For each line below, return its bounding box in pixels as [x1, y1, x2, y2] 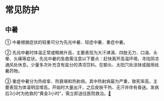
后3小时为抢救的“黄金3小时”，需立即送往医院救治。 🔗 [5, 91, 111, 96]
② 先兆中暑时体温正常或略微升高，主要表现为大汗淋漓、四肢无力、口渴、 [5, 50, 154, 55]
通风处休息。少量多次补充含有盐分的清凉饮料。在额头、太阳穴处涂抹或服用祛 [5, 62, 159, 67]
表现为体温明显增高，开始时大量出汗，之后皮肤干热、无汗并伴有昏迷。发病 [9, 84, 159, 90]
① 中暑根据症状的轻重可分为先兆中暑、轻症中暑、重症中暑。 [5, 40, 128, 45]
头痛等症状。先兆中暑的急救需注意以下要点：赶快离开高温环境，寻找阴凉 [13, 56, 159, 61]
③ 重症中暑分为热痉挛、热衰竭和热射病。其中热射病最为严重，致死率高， [5, 79, 154, 84]
